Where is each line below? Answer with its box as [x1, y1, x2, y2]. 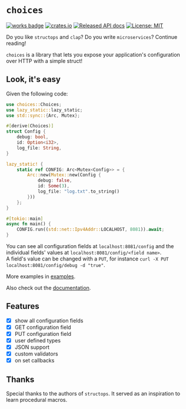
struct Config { [6, 128, 46, 134]
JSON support [14, 344, 50, 351]
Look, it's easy [6, 74, 61, 84]
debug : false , [37, 177, 72, 184]
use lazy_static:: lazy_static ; [6, 107, 83, 113]
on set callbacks [14, 357, 55, 364]
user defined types [14, 337, 61, 344]
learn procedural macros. [6, 397, 68, 404]
